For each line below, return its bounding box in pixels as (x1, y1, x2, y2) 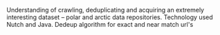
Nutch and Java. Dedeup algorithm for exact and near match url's (6, 21, 194, 28)
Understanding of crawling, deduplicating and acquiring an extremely (6, 6, 205, 14)
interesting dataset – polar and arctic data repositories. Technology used (6, 13, 214, 21)
